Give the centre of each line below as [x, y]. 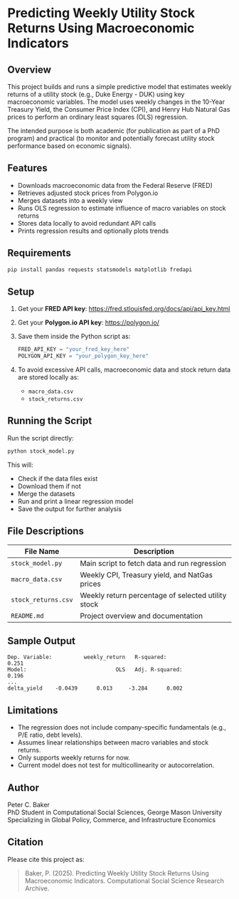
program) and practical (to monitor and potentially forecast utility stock [111, 138]
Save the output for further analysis [70, 509]
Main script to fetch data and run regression [153, 563]
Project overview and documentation [142, 616]
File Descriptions [46, 531]
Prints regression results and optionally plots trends [93, 231]
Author [23, 788]
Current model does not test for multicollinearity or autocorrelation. [116, 765]
